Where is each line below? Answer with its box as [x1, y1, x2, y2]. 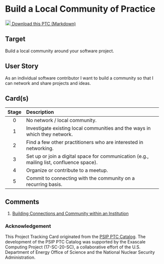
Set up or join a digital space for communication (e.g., [26, 153, 149, 160]
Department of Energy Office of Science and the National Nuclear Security [5, 249, 155, 255]
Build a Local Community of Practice [5, 3, 156, 15]
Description [26, 109, 54, 116]
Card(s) [5, 94, 29, 102]
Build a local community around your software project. [5, 48, 114, 54]
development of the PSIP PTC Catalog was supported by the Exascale [5, 239, 145, 245]
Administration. [5, 255, 36, 261]
